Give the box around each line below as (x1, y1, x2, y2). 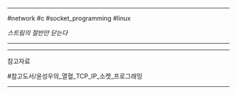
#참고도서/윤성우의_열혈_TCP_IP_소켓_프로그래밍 (7, 72, 142, 80)
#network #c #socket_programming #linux (7, 14, 131, 22)
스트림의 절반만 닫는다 (7, 29, 68, 37)
